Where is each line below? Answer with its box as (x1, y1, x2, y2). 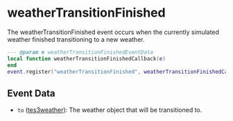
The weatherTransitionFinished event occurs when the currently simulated (7, 28, 220, 36)
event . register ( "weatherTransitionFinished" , (7, 68, 141, 75)
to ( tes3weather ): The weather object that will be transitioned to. (17, 106, 202, 114)
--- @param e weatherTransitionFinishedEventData (7, 49, 154, 56)
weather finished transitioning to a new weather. (7, 35, 145, 43)
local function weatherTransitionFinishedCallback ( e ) (7, 55, 166, 62)
